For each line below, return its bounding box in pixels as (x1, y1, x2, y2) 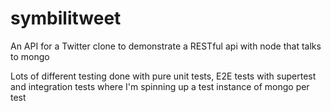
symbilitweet (10, 7, 122, 30)
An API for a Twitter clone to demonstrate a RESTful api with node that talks (10, 40, 322, 52)
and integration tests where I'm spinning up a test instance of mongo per (10, 80, 310, 92)
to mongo (10, 50, 50, 62)
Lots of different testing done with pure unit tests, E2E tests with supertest (10, 70, 317, 82)
